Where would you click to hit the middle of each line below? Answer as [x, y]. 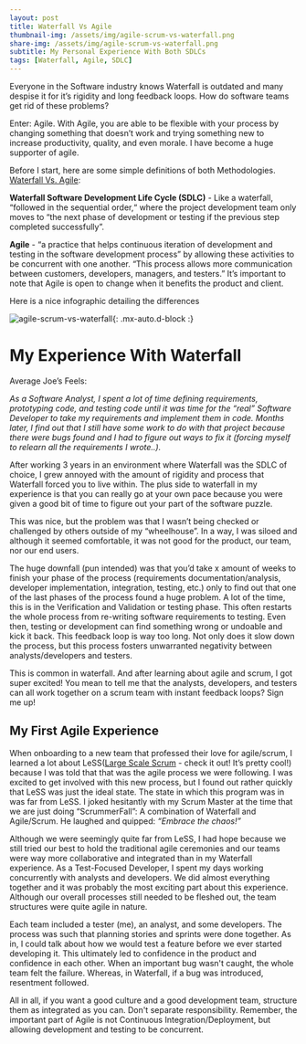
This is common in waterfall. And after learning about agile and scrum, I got [151, 673]
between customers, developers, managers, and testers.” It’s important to [148, 274]
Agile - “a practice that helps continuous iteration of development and [141, 244]
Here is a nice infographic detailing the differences [105, 301]
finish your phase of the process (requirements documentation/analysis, [145, 577]
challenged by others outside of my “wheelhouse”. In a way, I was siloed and [153, 531]
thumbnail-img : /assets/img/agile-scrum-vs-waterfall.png [122, 35]
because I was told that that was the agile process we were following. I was [151, 772]
